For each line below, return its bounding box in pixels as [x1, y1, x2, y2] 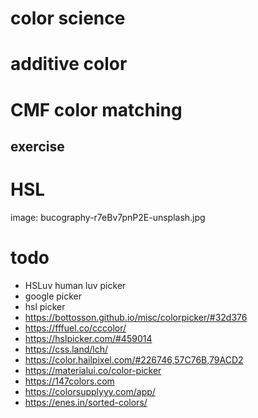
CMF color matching [10, 98, 183, 121]
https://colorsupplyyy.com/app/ [24, 385, 156, 397]
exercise [10, 138, 65, 155]
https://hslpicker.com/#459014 [24, 332, 153, 344]
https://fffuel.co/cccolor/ [24, 322, 127, 334]
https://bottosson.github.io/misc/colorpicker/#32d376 [24, 311, 248, 323]
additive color [10, 53, 128, 76]
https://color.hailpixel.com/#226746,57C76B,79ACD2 [24, 353, 244, 366]
